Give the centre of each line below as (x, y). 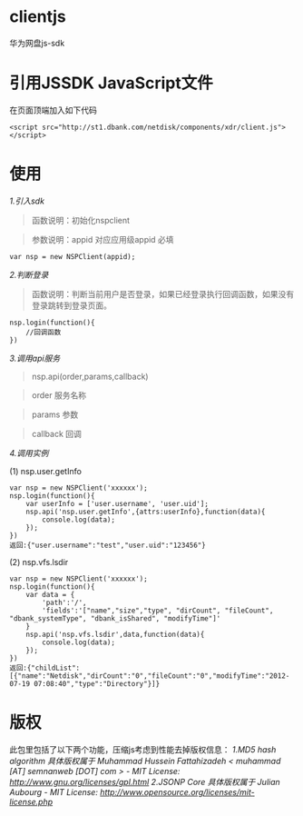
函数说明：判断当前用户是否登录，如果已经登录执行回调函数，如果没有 (163, 294)
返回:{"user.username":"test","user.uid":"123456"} (108, 545)
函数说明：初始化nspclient (80, 220)
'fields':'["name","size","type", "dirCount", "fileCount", (158, 611)
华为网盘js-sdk (37, 43)
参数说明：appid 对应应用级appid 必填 (103, 239)
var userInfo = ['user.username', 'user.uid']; (117, 503)
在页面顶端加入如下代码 (53, 110)
